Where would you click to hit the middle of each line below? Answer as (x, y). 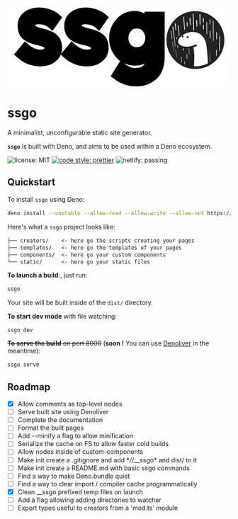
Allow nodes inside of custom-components (80, 452)
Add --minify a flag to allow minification (75, 436)
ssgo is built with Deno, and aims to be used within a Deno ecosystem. (110, 146)
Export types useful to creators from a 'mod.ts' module (98, 508)
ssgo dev (20, 330)
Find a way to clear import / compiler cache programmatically (107, 484)
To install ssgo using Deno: (46, 199)
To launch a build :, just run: (47, 275)
